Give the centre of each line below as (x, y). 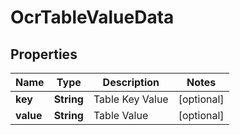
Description (131, 82)
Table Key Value (131, 99)
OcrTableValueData (92, 17)
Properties (44, 54)
